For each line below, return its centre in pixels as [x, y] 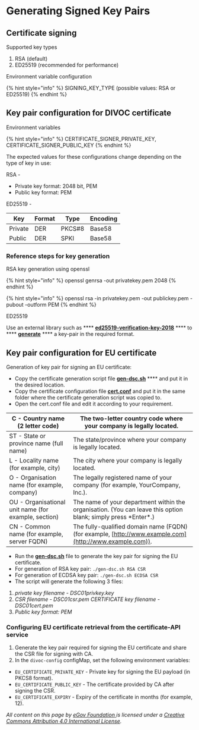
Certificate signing [41, 33]
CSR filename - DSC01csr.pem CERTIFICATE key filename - [87, 599]
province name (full [36, 443]
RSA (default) [31, 59]
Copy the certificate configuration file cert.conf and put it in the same [100, 391]
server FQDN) [28, 541]
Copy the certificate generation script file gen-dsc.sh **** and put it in [101, 378]
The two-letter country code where [131, 419]
